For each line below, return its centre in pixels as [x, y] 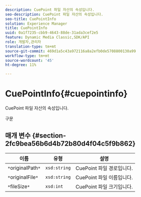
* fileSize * [19, 186]
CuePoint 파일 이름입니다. [104, 177]
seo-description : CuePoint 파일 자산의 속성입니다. [54, 14]
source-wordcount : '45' [30, 60]
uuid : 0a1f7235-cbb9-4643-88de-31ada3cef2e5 [52, 33]
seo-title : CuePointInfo [31, 19]
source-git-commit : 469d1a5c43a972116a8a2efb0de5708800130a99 [70, 51]
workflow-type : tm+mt [27, 56]
